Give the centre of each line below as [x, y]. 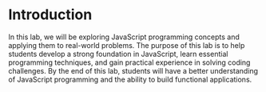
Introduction [50, 15]
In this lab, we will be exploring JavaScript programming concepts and [124, 37]
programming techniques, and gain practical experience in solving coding [129, 62]
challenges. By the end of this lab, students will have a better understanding [133, 70]
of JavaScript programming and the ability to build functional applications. [130, 79]
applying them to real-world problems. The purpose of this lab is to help [127, 45]
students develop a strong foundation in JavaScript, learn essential [118, 54]
